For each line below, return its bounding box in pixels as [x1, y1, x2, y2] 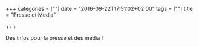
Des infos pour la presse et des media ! [5, 35, 103, 41]
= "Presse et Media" [5, 11, 56, 18]
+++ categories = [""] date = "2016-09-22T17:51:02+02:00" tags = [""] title [5, 5, 193, 12]
